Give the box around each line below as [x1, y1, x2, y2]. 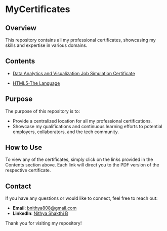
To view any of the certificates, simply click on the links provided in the [5, 156, 153, 162]
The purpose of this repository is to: [5, 108, 80, 114]
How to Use [5, 143, 43, 152]
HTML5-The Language [12, 80, 60, 86]
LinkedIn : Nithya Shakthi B [12, 210, 68, 216]
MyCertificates [5, 4, 70, 15]
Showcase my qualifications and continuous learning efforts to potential [12, 123, 163, 129]
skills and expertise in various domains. [5, 42, 88, 48]
